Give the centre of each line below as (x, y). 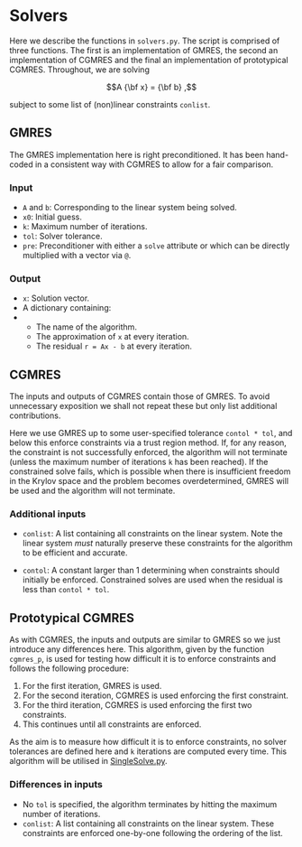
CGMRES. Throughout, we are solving (80, 70)
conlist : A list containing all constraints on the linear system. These (148, 824)
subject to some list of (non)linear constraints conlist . (110, 104)
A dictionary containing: (67, 308)
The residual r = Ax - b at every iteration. (114, 346)
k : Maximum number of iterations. (85, 227)
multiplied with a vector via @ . (77, 256)
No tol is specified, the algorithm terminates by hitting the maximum (150, 804)
